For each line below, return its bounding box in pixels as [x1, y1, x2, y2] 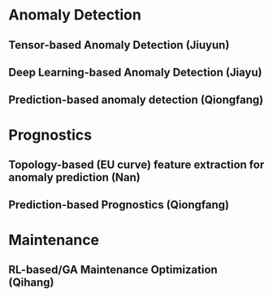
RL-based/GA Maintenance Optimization [8, 262, 218, 277]
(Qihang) [8, 275, 54, 289]
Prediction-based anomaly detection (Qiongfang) [8, 93, 264, 107]
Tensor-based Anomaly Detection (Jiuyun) [8, 38, 230, 52]
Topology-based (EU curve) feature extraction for [8, 157, 265, 171]
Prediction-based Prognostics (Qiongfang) [8, 198, 230, 212]
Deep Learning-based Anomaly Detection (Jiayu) [8, 65, 262, 79]
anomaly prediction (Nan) [8, 170, 141, 184]
